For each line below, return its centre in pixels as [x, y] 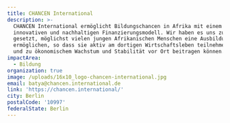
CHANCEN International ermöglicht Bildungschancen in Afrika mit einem [118, 26]
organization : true [35, 70]
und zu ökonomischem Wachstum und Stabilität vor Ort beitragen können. [119, 52]
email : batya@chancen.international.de [64, 83]
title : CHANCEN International [50, 13]
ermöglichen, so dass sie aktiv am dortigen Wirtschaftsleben [104, 45]
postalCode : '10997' [37, 102]
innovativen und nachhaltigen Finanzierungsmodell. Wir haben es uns [114, 32]
